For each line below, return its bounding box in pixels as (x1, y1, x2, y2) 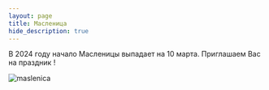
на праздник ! (8, 58, 56, 67)
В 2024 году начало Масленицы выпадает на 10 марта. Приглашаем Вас (8, 49, 262, 59)
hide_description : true (8, 27, 89, 35)
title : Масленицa (8, 19, 67, 28)
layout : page (8, 11, 53, 20)
